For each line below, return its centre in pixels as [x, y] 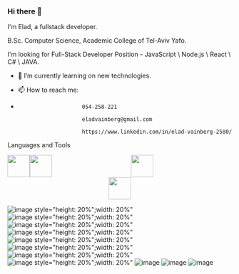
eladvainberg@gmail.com [117, 120]
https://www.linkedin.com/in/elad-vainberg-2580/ [157, 132]
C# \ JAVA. [23, 62]
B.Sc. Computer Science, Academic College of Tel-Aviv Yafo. [97, 41]
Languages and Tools [39, 145]
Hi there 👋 [25, 11]
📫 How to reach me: [48, 90]
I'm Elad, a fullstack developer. [52, 27]
